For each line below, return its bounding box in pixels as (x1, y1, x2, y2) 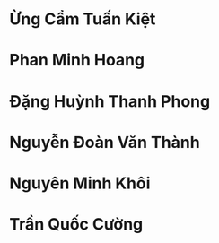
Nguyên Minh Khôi (9, 173, 151, 193)
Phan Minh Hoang (9, 50, 145, 71)
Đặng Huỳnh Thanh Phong (9, 91, 211, 111)
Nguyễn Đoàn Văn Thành (9, 132, 200, 152)
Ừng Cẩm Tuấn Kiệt (9, 9, 156, 30)
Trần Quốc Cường (9, 214, 144, 235)
